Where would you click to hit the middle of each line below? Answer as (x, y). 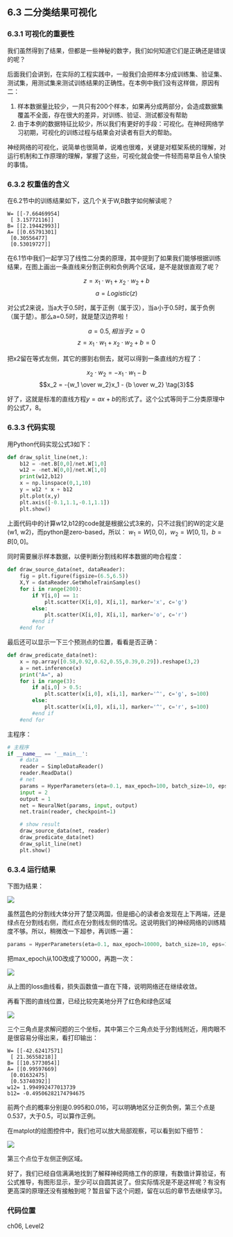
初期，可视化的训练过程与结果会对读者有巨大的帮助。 (99, 132)
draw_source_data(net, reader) (65, 831)
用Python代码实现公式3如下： (50, 444)
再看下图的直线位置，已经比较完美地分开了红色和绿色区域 (89, 1001)
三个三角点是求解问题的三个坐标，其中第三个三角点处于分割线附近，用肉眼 (113, 1029)
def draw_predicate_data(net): (52, 655)
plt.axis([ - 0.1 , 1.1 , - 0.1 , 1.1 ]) (65, 502)
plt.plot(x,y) (40, 496)
